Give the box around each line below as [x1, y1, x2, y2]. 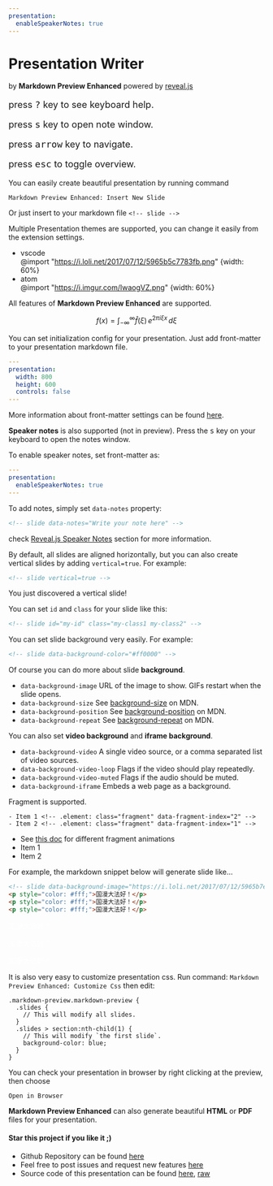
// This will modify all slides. [23, 1011, 136, 1019]
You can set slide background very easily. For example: [8, 634, 193, 644]
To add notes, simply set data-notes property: [8, 503, 162, 513]
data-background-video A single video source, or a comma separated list [19, 747, 262, 756]
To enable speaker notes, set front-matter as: [8, 450, 160, 460]
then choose [8, 1076, 50, 1085]
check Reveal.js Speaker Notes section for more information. [8, 534, 212, 543]
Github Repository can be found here [19, 1151, 145, 1161]
